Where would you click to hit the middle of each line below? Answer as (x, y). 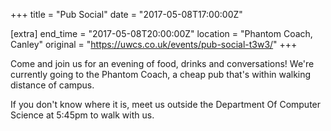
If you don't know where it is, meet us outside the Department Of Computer (166, 104)
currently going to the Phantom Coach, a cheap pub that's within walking (161, 74)
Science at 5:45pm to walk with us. (82, 115)
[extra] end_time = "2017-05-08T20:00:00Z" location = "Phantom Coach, (161, 33)
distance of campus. (52, 85)
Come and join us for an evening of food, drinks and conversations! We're (162, 63)
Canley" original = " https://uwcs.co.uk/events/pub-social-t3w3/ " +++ (154, 44)
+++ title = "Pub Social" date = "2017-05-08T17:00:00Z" (126, 14)
